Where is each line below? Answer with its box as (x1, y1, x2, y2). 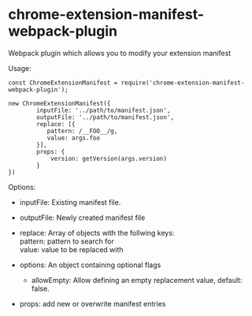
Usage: (8, 63, 31, 72)
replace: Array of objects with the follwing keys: (19, 228, 175, 237)
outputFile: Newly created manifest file (19, 213, 146, 222)
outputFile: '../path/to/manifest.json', (36, 113, 175, 121)
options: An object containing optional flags (19, 260, 161, 270)
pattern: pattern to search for (19, 236, 114, 246)
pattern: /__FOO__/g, (46, 127, 118, 135)
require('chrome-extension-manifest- (120, 79, 245, 87)
